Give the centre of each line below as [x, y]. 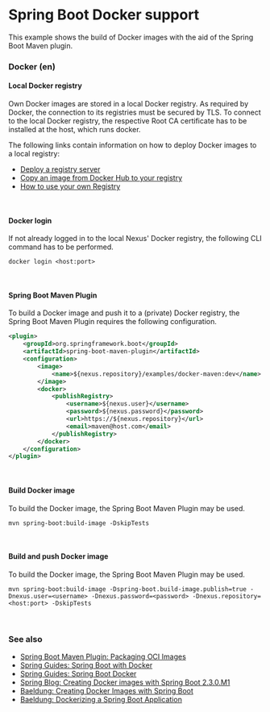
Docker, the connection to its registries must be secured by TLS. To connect [135, 112]
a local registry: [34, 154]
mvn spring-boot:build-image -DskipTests [79, 523]
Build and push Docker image [58, 556]
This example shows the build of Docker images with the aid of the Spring [131, 37]
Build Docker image [42, 490]
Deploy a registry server [60, 169]
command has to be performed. [61, 247]
